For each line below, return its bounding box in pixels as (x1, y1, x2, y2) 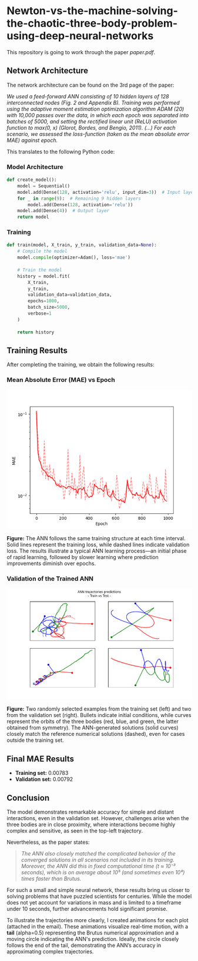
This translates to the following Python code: (6, 148, 115, 155)
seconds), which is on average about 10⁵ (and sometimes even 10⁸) (21, 869, 185, 876)
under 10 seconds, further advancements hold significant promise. (6, 906, 168, 913)
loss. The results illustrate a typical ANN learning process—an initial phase (6, 547, 187, 554)
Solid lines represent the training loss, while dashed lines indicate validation (6, 541, 190, 548)
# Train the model (17, 267, 62, 273)
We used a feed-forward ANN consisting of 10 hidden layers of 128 (6, 93, 169, 100)
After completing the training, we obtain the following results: (6, 361, 155, 368)
